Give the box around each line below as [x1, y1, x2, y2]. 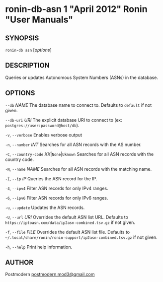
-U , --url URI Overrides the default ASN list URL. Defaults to [5, 214, 128, 220]
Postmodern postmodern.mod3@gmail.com [5, 272, 95, 278]
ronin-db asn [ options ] [5, 47, 52, 53]
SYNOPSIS [5, 34, 39, 42]
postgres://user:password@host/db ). [5, 122, 80, 128]
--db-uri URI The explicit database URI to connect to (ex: [5, 117, 123, 123]
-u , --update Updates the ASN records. [5, 205, 85, 211]
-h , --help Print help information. [5, 244, 73, 250]
